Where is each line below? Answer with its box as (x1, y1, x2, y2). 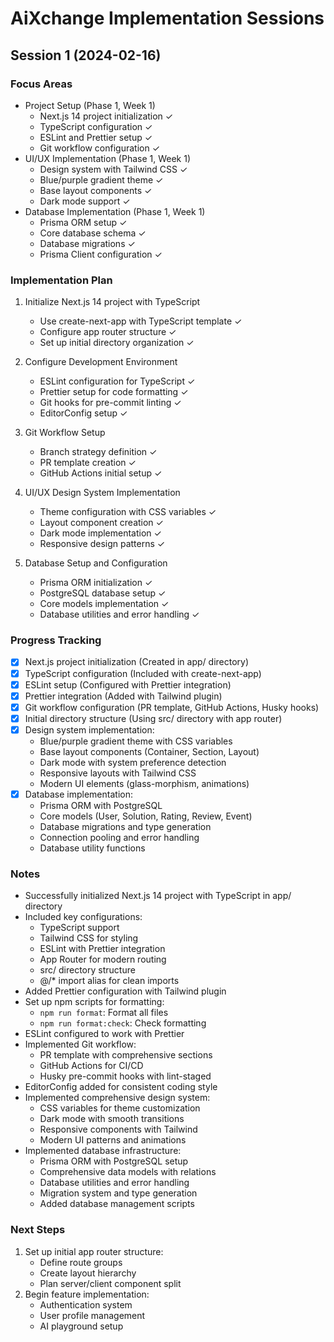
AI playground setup (39, 1320, 124, 1332)
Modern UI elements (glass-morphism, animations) (39, 777, 250, 789)
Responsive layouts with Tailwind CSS (39, 767, 197, 779)
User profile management (39, 1309, 146, 1321)
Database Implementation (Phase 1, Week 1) (24, 205, 206, 217)
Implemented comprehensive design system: (24, 1092, 211, 1104)
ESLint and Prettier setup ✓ (39, 131, 153, 143)
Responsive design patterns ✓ (39, 538, 166, 550)
